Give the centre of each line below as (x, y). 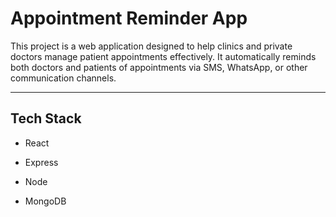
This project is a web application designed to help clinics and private (151, 46)
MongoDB (45, 201)
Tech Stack (46, 118)
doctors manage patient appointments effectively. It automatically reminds (163, 56)
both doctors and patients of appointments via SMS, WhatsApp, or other (159, 67)
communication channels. (63, 78)
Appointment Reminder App (129, 18)
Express (41, 162)
